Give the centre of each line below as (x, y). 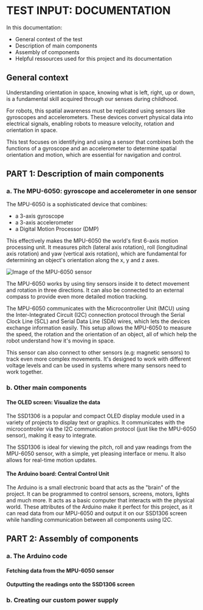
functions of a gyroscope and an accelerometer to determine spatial (92, 148)
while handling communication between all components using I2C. (89, 519)
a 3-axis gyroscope (40, 216)
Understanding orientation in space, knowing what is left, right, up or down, (101, 92)
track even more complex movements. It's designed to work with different (99, 359)
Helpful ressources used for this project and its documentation (93, 58)
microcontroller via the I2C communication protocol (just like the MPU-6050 (101, 429)
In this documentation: (34, 27)
